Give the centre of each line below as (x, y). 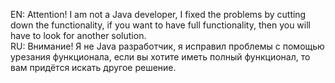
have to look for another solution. (78, 35)
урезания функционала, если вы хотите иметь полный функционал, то (160, 57)
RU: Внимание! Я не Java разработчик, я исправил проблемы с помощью (167, 46)
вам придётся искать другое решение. (93, 67)
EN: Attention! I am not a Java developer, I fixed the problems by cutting (158, 14)
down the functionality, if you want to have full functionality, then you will (160, 25)
